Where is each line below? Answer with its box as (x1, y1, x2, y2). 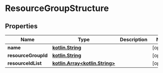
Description (119, 36, 148, 43)
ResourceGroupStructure (5, 3, 109, 14)
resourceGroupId (7, 52, 48, 59)
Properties (5, 22, 38, 30)
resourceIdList (7, 60, 42, 66)
